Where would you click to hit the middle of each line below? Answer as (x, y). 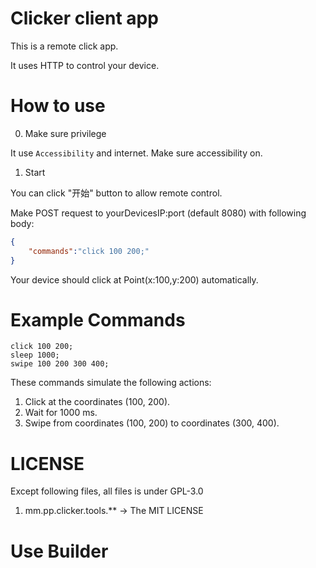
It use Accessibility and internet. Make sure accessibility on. (136, 153)
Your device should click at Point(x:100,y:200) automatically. (134, 279)
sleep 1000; (35, 355)
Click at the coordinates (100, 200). (97, 402)
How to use (58, 106)
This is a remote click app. (64, 46)
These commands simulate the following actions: (111, 383)
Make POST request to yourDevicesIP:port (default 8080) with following (158, 213)
